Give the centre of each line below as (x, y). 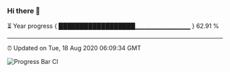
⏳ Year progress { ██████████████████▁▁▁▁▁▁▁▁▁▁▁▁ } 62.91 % (113, 26)
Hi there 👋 (24, 11)
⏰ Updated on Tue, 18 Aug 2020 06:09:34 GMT (74, 48)
